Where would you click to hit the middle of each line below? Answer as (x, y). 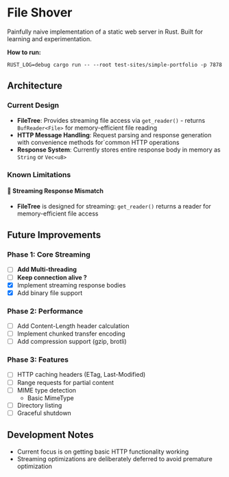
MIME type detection (47, 390)
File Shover (40, 13)
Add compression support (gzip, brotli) (72, 342)
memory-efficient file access (58, 213)
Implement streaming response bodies (71, 285)
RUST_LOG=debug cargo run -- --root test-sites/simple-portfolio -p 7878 (115, 65)
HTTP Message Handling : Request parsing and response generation (114, 135)
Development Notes (50, 435)
